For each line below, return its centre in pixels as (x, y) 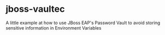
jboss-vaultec (35, 9)
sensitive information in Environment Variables (54, 28)
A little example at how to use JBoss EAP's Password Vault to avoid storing (83, 23)
